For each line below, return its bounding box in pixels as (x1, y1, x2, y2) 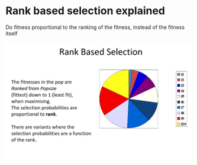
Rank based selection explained (5, 4, 166, 18)
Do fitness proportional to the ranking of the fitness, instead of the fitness (5, 24, 185, 31)
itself (5, 29, 18, 37)
